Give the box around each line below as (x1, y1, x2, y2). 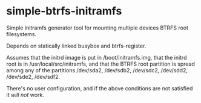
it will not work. (6, 91, 44, 98)
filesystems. (6, 30, 37, 37)
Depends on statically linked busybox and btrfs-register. (6, 42, 147, 49)
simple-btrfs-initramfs (6, 4, 122, 18)
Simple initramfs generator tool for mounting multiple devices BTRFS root (6, 24, 189, 31)
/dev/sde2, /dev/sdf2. (6, 73, 61, 80)
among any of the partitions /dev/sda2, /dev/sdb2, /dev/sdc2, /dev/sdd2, (6, 66, 188, 73)
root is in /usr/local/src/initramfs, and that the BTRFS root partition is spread (6, 60, 195, 67)
